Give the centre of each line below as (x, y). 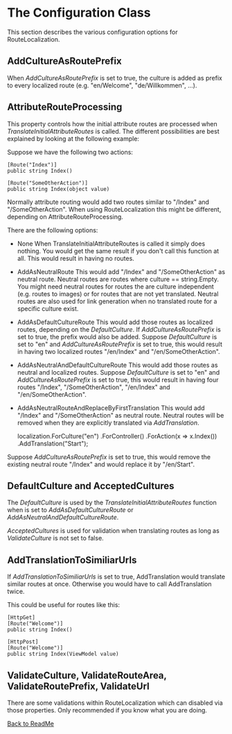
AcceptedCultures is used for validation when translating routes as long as (113, 531)
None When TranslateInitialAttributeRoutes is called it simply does (111, 244)
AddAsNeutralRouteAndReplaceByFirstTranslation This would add (111, 408)
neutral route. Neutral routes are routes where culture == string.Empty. (118, 279)
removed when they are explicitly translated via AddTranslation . (108, 423)
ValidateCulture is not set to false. (55, 538)
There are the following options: (53, 230)
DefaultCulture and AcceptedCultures (91, 486)
